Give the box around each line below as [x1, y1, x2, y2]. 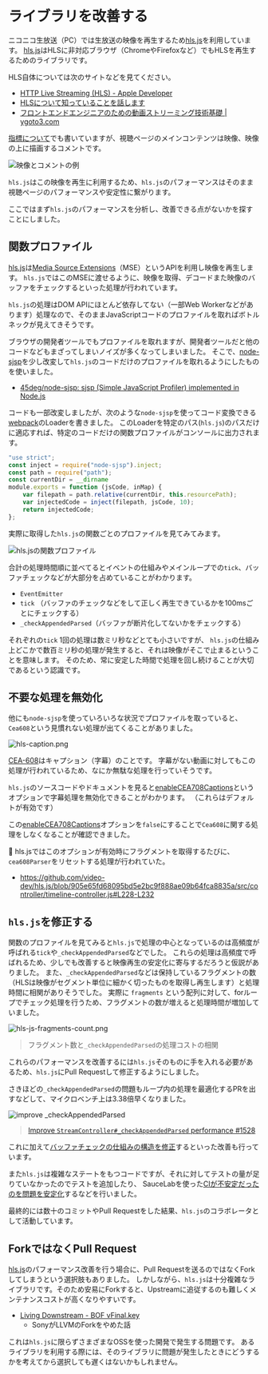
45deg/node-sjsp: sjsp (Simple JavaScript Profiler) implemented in [19, 382, 239, 392]
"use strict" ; [8, 453, 56, 461]
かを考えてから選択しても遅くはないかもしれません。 [8, 1357, 182, 1367]
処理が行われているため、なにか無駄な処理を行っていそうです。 [8, 765, 217, 776]
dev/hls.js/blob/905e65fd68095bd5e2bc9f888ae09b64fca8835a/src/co [19, 881, 258, 891]
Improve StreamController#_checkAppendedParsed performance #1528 [27, 1125, 256, 1136]
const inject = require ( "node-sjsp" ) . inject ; [8, 461, 162, 469]
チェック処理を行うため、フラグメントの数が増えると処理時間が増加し [22, 997, 253, 1008]
